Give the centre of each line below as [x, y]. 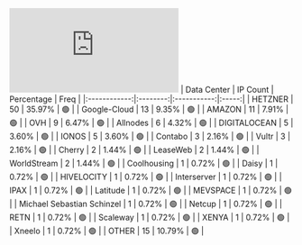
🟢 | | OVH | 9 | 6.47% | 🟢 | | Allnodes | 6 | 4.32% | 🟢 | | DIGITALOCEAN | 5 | [151, 122]
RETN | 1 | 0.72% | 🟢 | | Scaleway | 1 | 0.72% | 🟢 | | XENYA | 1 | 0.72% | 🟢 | [150, 217]
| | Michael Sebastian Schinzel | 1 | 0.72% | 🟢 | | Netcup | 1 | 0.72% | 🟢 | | [146, 204]
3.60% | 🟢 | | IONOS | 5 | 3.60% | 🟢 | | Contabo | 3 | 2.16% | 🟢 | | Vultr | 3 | [150, 136]
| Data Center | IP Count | [227, 90]
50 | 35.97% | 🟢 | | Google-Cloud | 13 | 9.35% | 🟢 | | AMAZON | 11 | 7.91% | [149, 109]
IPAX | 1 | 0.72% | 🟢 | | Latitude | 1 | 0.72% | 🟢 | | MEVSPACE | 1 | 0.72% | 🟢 [151, 190]
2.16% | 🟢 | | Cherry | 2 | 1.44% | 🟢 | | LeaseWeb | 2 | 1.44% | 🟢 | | [134, 150]
